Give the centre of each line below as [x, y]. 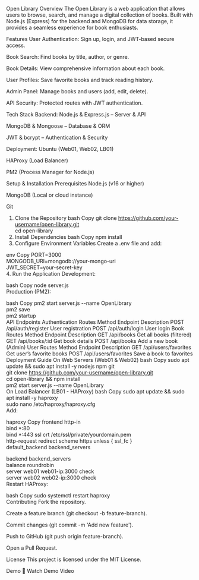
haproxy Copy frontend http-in [44, 422]
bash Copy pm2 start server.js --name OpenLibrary [69, 303]
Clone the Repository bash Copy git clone [66, 218]
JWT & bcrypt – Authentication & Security [57, 137]
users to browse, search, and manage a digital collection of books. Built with [99, 15]
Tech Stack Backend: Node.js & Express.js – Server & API [76, 114]
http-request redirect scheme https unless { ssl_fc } [69, 441]
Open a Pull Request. [32, 548]
